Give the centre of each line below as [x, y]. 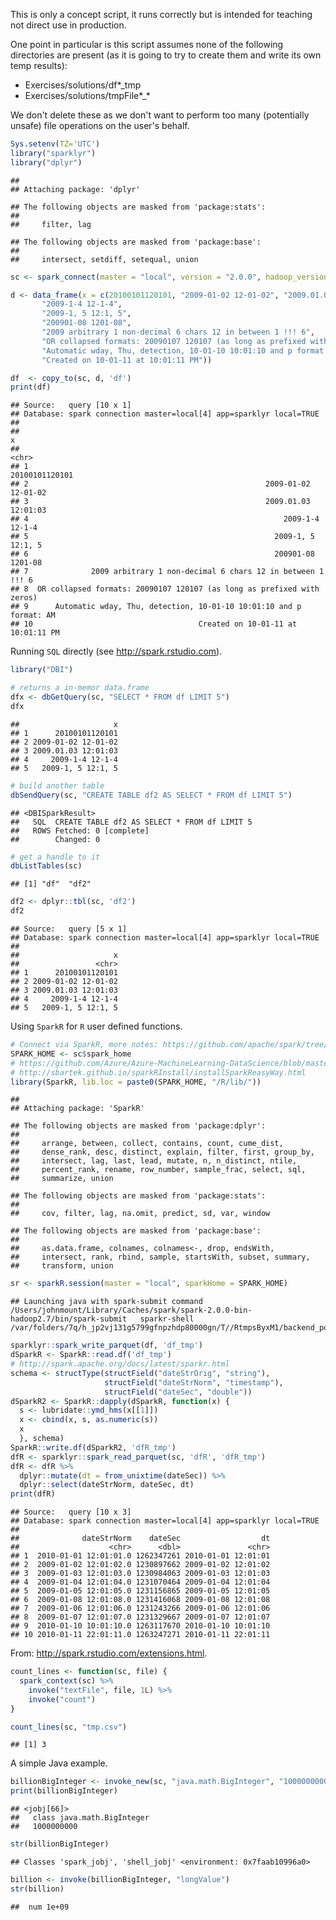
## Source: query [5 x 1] [69, 929]
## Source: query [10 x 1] [71, 405]
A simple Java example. [59, 1763]
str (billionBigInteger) [60, 1844]
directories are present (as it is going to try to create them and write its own [166, 55]
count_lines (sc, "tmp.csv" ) [69, 1727]
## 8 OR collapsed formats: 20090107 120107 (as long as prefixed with [165, 589]
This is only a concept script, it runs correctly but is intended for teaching [161, 14]
